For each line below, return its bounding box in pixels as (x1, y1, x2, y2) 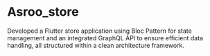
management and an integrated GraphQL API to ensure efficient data (7, 33, 203, 42)
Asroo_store (7, 4, 79, 20)
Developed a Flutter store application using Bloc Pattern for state (7, 27, 192, 35)
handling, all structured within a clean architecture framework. (7, 41, 185, 49)
